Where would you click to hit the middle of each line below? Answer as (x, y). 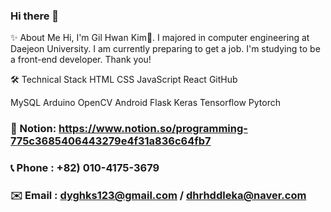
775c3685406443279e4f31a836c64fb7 (111, 141)
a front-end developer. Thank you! (81, 60)
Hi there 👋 (35, 16)
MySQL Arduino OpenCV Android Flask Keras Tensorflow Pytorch (145, 103)
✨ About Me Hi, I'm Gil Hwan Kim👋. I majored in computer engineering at (160, 38)
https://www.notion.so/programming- (153, 129)
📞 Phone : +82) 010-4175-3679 (85, 168)
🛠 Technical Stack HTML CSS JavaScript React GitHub (124, 80)
